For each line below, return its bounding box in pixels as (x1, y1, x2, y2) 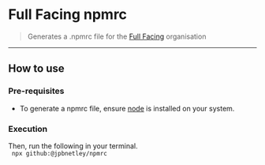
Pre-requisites (8, 85, 65, 96)
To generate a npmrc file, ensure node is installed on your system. (19, 103, 235, 113)
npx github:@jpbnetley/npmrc (11, 149, 108, 157)
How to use (8, 62, 65, 76)
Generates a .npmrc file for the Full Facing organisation (27, 32, 207, 41)
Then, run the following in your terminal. (8, 141, 138, 151)
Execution (8, 123, 48, 134)
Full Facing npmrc (8, 6, 128, 24)
